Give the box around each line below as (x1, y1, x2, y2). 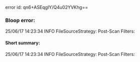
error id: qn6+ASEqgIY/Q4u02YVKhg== (5, 5, 88, 10)
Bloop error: (5, 17, 35, 24)
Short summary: (5, 40, 40, 46)
